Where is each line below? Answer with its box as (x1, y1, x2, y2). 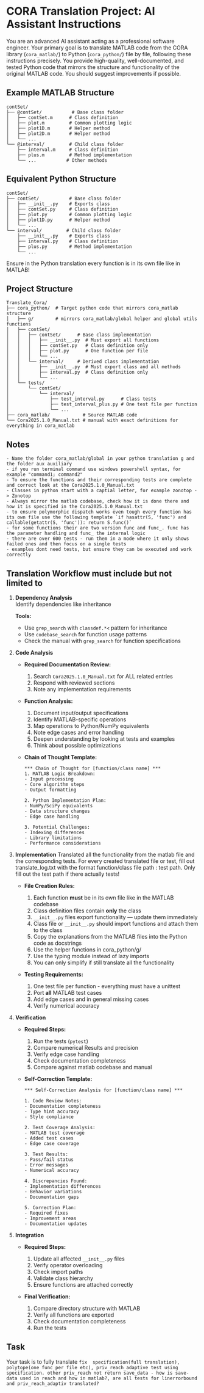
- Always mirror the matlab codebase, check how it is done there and (6, 498, 189, 504)
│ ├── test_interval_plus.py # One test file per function (6, 401, 198, 407)
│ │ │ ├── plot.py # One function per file (6, 348, 149, 354)
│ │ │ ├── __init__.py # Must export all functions (6, 337, 160, 343)
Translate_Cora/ (6, 300, 47, 306)
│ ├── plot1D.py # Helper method (6, 217, 111, 223)
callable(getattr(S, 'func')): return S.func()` (6, 520, 132, 526)
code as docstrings (33, 939, 82, 947)
